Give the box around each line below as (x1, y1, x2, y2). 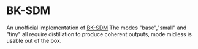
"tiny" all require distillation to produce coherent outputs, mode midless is (6, 30, 192, 37)
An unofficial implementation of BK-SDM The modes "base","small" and (6, 24, 187, 31)
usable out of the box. (6, 37, 62, 44)
